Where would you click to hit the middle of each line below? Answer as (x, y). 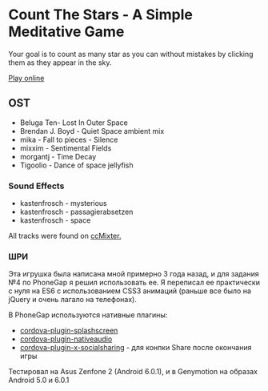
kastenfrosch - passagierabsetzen (76, 212)
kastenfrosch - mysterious (63, 204)
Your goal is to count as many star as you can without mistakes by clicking (131, 54)
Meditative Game (66, 32)
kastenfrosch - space (55, 220)
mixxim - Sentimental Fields (66, 148)
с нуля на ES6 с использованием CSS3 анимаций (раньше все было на (130, 291)
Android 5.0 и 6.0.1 (39, 380)
